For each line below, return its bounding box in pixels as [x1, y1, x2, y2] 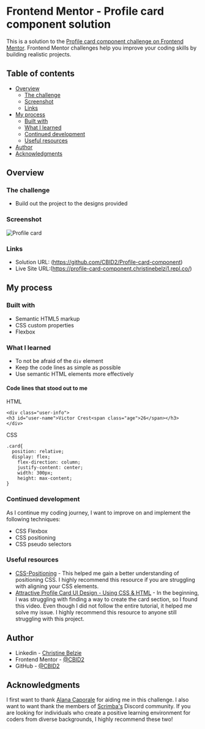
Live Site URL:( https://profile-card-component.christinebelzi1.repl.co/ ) [15, 265, 192, 272]
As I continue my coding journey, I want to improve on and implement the [6, 509, 191, 516]
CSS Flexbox [15, 527, 48, 535]
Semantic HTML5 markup [15, 315, 80, 323]
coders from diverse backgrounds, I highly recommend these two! [6, 716, 173, 723]
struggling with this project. [15, 615, 84, 622]
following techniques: [6, 515, 61, 522]
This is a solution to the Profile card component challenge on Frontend [6, 37, 184, 45]
